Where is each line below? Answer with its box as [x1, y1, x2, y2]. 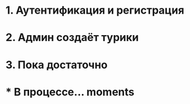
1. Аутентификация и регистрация [5, 4, 185, 17]
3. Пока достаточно [5, 58, 108, 71]
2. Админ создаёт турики [5, 31, 139, 45]
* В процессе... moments [5, 85, 135, 99]
